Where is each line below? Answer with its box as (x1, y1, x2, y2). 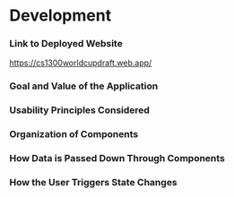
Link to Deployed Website (9, 38, 123, 50)
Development (9, 5, 112, 26)
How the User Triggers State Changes (9, 176, 178, 189)
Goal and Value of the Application (9, 80, 159, 92)
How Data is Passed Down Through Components (9, 152, 226, 165)
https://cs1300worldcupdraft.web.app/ (9, 57, 152, 68)
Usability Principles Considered (9, 104, 151, 116)
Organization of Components (9, 128, 139, 141)
